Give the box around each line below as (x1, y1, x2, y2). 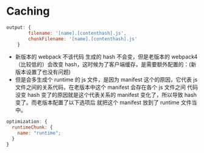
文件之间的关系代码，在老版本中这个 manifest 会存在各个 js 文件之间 (15, 84, 186, 91)
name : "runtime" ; (17, 130, 62, 137)
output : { (6, 24, 32, 30)
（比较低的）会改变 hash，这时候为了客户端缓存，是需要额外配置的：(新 (15, 61, 197, 68)
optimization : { (6, 119, 47, 125)
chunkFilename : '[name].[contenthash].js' (28, 35, 138, 42)
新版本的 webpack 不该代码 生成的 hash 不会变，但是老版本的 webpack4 (15, 53, 198, 60)
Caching (6, 4, 50, 18)
